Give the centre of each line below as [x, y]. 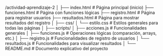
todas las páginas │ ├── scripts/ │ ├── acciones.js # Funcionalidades [76, 28]
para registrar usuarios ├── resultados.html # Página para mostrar [72, 18]
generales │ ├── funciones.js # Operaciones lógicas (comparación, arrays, [81, 33]
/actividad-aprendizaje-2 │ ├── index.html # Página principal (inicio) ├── [79, 7]
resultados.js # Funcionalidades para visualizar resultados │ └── [71, 43]
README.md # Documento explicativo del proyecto [57, 49]
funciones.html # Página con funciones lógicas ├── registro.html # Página [80, 13]
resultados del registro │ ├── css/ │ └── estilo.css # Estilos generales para [82, 23]
